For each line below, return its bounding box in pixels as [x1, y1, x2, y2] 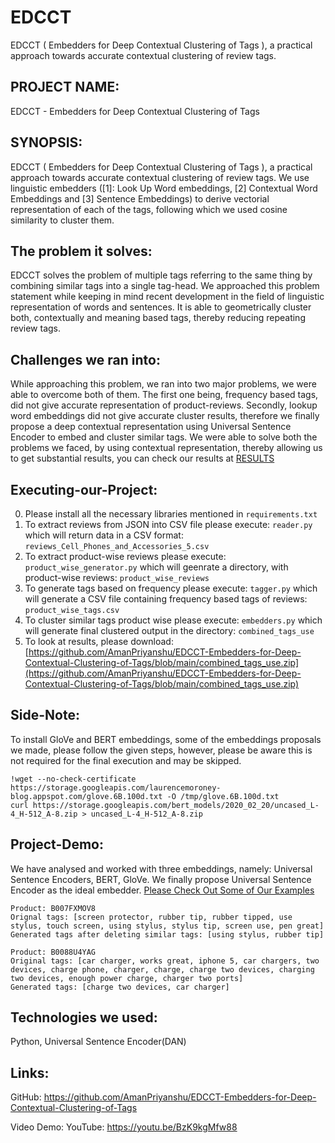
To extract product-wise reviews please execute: [24, 551, 227, 562]
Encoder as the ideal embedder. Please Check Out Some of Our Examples [10, 884, 315, 896]
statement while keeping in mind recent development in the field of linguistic [10, 291, 325, 303]
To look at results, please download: [24, 636, 174, 647]
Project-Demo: [10, 836, 104, 853]
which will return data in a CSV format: [24, 529, 184, 541]
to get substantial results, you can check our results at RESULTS [10, 452, 275, 465]
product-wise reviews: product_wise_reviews [24, 572, 210, 583]
